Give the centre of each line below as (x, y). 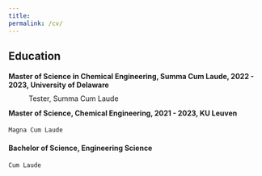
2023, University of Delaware (59, 85)
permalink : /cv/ (36, 23)
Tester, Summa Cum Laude (74, 98)
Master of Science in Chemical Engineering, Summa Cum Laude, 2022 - (131, 77)
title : (19, 16)
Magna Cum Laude (36, 130)
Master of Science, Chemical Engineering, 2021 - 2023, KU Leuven (123, 113)
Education (35, 56)
